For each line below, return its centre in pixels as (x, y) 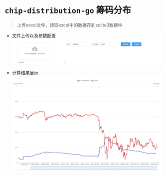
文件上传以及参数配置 (34, 35)
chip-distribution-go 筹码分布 (68, 10)
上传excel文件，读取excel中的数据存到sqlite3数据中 (70, 25)
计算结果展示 (25, 73)
